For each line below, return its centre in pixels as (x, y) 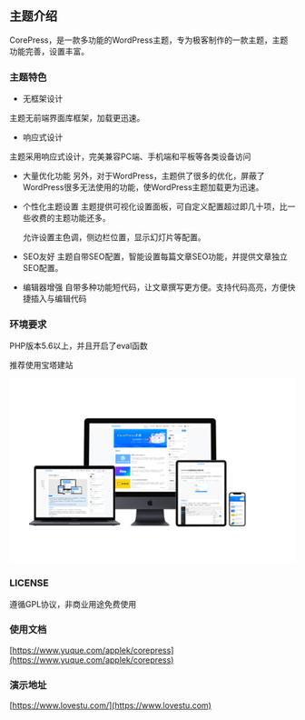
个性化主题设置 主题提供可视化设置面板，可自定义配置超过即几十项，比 (155, 206)
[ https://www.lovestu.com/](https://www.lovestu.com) (110, 705)
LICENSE (30, 583)
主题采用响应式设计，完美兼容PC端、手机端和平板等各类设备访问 (130, 156)
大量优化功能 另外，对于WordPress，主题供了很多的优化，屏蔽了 (143, 176)
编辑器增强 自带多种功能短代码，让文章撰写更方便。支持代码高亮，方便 (155, 287)
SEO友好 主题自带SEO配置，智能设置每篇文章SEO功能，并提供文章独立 (155, 256)
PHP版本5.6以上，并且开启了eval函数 (79, 346)
